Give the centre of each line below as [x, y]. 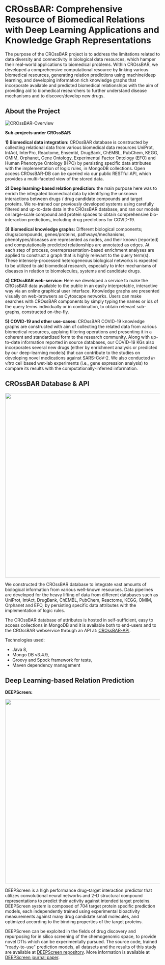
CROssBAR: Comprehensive [64, 9]
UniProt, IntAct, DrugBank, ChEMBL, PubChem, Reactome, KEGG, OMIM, [79, 600]
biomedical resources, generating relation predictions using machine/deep [81, 75]
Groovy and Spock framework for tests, [52, 660]
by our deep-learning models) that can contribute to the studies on [73, 352]
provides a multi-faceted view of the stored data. [55, 178]
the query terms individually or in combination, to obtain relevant [70, 306]
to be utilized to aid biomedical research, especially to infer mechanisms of [81, 265]
